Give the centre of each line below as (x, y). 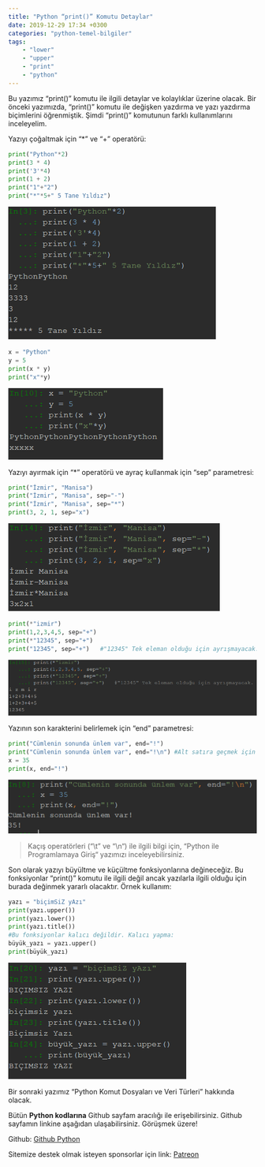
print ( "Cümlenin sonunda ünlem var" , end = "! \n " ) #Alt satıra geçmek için (132, 752)
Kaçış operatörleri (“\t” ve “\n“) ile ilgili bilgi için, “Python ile (123, 846)
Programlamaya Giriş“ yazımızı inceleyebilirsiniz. (106, 854)
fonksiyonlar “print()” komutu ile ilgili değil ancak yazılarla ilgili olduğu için (127, 878)
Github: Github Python (44, 1139)
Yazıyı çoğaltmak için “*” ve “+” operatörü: (77, 139)
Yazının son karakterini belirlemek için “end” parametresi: (101, 728)
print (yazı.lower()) (42, 918)
